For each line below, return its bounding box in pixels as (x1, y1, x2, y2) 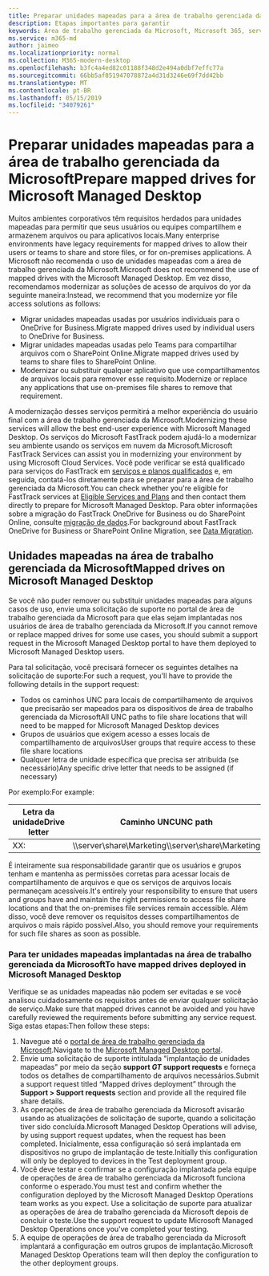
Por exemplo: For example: (8, 787, 94, 797)
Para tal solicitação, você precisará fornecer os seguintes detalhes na (8, 662, 239, 672)
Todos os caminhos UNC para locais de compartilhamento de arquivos (19, 695, 254, 705)
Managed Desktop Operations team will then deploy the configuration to (19, 1250, 259, 1260)
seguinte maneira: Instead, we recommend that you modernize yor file (8, 291, 238, 300)
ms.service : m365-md (8, 34, 78, 43)
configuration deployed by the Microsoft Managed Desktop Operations (19, 1190, 254, 1200)
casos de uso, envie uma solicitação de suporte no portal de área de (8, 603, 235, 614)
